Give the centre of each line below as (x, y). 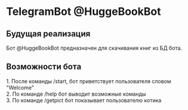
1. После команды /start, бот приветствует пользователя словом (89, 81)
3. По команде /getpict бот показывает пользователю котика (84, 100)
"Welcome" (20, 87)
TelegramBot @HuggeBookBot (84, 12)
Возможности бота (44, 67)
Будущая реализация (48, 34)
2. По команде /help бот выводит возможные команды (76, 94)
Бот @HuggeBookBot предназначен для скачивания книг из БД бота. (94, 48)
